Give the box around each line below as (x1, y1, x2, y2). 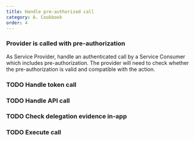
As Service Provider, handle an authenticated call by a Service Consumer (6, 53, 185, 60)
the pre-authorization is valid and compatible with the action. (6, 65, 156, 73)
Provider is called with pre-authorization (6, 39, 125, 48)
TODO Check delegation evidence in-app (6, 112, 127, 121)
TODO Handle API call (6, 96, 70, 105)
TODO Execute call (6, 129, 61, 137)
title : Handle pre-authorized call (6, 8, 95, 15)
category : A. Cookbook (6, 14, 62, 20)
